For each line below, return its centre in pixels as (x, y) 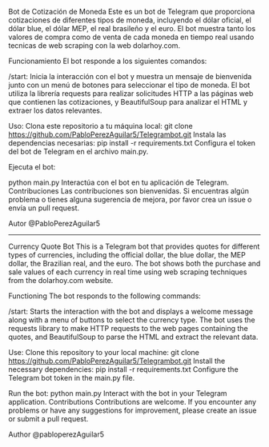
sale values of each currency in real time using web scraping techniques (128, 272)
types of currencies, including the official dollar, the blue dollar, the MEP (127, 255)
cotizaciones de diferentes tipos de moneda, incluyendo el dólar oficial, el (130, 20)
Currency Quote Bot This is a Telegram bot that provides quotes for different (134, 246)
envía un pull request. (44, 208)
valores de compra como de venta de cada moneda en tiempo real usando (131, 37)
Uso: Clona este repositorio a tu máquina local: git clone (101, 126)
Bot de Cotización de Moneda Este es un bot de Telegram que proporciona (132, 12)
